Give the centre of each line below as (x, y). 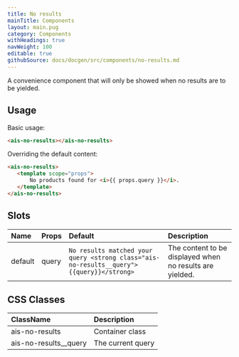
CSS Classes (36, 300)
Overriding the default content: (53, 154)
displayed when (194, 257)
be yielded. (24, 88)
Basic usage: (26, 127)
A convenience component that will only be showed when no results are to (117, 80)
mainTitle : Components (41, 21)
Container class (120, 331)
